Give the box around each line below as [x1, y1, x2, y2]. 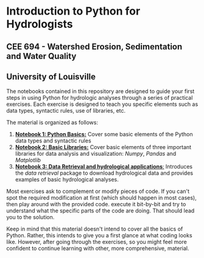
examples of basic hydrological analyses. [15, 176, 119, 183]
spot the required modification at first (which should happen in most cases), [6, 194, 197, 201]
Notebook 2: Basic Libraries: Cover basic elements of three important [15, 144, 192, 151]
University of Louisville [6, 71, 96, 82]
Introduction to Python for [6, 4, 141, 18]
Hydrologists [6, 17, 73, 31]
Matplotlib [15, 156, 41, 164]
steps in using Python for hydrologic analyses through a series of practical [6, 94, 193, 102]
